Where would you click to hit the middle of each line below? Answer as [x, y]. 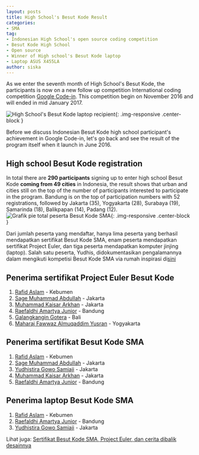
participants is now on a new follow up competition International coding [94, 90]
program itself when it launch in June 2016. [59, 145]
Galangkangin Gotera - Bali [48, 317]
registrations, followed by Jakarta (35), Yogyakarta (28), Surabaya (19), [93, 203]
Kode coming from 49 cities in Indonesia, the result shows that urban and [97, 184]
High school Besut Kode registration [74, 163]
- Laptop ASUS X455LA [33, 61]
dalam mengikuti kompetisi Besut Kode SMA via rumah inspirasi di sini [91, 259]
